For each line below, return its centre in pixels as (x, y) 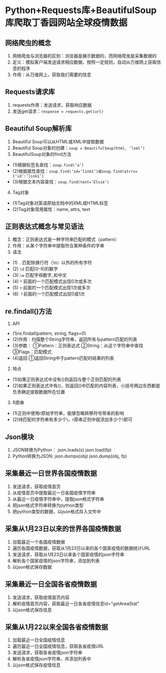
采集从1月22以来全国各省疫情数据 (57, 627)
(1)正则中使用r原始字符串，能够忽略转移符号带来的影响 (68, 413)
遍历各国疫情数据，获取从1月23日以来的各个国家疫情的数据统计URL (82, 548)
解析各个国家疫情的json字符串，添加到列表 (56, 560)
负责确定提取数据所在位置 (39, 392)
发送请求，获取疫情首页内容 (41, 597)
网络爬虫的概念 (28, 43)
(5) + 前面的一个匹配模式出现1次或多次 (51, 288)
